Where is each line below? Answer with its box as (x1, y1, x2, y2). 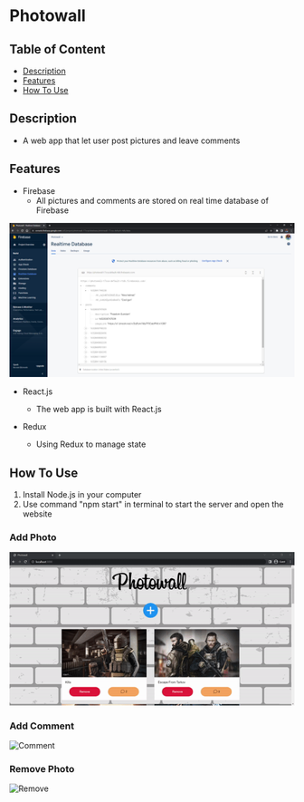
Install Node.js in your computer (22, 489, 142, 500)
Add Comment (9, 720, 75, 732)
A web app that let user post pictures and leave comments (22, 135, 241, 146)
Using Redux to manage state (35, 439, 147, 449)
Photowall (9, 5, 86, 26)
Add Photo (9, 531, 57, 544)
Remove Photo (9, 763, 75, 776)
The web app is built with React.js (35, 404, 162, 415)
